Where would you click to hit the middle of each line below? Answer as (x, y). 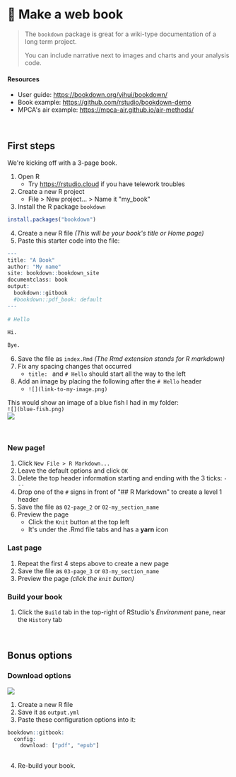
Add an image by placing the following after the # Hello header (110, 381)
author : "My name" (34, 267)
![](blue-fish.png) (36, 410)
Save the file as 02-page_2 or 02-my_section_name (88, 507)
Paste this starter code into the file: (69, 241)
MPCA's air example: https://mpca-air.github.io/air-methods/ (106, 110)
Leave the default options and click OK (73, 471)
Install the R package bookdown (61, 206)
